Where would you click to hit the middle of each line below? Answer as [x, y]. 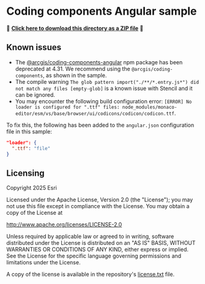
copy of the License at [35, 213]
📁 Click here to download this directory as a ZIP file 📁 [75, 28]
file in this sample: [29, 131]
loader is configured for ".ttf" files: [67, 107]
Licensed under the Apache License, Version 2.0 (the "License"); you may [100, 200]
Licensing [25, 173]
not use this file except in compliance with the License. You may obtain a [98, 206]
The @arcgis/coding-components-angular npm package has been [99, 62]
